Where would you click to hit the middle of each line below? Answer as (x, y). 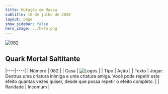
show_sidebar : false (27, 24)
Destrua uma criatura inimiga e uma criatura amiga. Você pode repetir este (82, 76)
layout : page (19, 19)
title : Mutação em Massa (31, 10)
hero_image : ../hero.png (31, 29)
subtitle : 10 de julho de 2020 (38, 15)
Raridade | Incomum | (28, 86)
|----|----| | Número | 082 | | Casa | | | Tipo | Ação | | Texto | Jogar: (84, 70)
